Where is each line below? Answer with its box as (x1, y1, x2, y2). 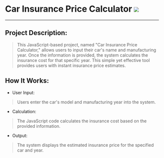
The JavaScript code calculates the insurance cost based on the (17, 118, 147, 124)
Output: (12, 133, 28, 138)
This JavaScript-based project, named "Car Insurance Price (17, 41, 138, 47)
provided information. (17, 123, 61, 129)
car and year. (17, 147, 44, 153)
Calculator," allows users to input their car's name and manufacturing (17, 47, 156, 53)
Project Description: (5, 29, 67, 37)
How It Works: (5, 77, 49, 85)
